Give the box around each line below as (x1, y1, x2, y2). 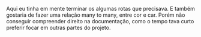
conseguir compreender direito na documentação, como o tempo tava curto (6, 18, 194, 24)
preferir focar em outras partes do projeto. (6, 24, 111, 31)
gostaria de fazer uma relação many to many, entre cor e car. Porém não (6, 11, 185, 18)
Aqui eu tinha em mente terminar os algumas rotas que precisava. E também (6, 5, 195, 12)
